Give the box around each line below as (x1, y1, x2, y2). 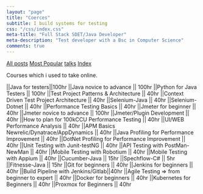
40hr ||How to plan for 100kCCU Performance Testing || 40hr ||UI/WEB (6, 115, 185, 123)
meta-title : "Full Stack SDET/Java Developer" (6, 32, 127, 38)
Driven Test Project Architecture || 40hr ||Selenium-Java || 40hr (6, 96, 166, 104)
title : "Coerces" (6, 15, 51, 21)
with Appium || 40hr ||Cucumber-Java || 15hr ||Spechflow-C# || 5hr (6, 154, 176, 162)
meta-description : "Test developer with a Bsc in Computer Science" (6, 37, 184, 43)
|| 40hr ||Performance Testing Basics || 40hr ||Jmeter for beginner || (24, 102, 196, 110)
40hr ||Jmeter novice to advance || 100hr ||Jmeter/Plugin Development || (6, 109, 190, 117)
